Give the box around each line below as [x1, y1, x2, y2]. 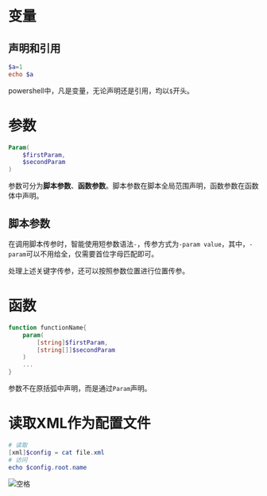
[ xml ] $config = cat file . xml [8, 448, 105, 456]
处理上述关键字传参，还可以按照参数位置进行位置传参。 [8, 266, 189, 275]
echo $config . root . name [8, 463, 87, 471]
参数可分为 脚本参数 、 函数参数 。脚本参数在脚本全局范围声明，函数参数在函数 [8, 181, 259, 191]
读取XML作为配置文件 [8, 415, 151, 432]
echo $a [8, 70, 34, 78]
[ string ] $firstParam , [37, 338, 109, 346]
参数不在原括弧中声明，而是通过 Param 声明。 [8, 384, 152, 393]
